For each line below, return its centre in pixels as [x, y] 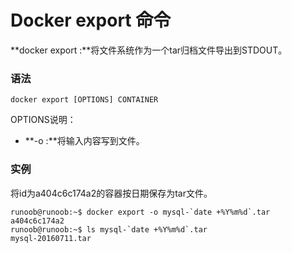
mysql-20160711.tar [51, 238]
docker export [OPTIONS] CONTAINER [84, 100]
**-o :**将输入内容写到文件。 [84, 141]
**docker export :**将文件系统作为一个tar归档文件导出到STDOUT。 [149, 50]
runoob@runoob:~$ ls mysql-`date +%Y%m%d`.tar [109, 229]
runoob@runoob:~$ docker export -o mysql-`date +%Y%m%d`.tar [140, 212]
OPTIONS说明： [43, 120]
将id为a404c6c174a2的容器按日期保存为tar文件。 [111, 193]
